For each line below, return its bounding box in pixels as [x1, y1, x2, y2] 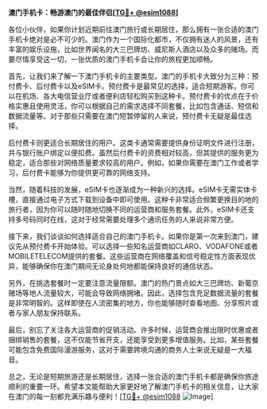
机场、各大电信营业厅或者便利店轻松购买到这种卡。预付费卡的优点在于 [21, 92, 252, 100]
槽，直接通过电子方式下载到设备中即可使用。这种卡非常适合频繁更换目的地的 [8, 195, 259, 204]
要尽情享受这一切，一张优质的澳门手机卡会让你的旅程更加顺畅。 [8, 55, 217, 64]
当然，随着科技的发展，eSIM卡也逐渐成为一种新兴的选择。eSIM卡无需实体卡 [8, 185, 258, 194]
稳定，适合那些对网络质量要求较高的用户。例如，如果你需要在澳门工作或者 [8, 158, 252, 167]
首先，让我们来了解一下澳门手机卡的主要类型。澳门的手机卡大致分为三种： [8, 72, 252, 80]
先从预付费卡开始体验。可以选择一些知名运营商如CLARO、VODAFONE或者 [14, 242, 258, 251]
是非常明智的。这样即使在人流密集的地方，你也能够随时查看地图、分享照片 [8, 298, 252, 307]
